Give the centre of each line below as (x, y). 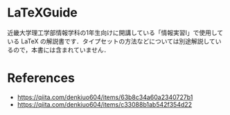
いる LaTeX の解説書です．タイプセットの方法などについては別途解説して (112, 41)
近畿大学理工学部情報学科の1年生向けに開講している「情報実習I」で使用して (115, 32)
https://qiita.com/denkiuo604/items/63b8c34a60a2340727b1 (105, 97)
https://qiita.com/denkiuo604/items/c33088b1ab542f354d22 (105, 104)
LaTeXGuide (43, 13)
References (41, 78)
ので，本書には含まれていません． (61, 50)
